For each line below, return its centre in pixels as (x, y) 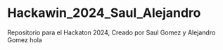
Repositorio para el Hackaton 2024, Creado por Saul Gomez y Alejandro (111, 32)
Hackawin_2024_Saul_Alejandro (104, 13)
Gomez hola (25, 39)
